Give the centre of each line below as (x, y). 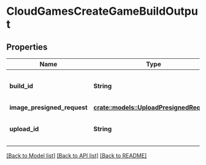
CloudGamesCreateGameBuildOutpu (102, 11)
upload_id (24, 129)
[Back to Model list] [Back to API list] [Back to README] (77, 155)
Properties (27, 47)
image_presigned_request (48, 107)
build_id (21, 86)
